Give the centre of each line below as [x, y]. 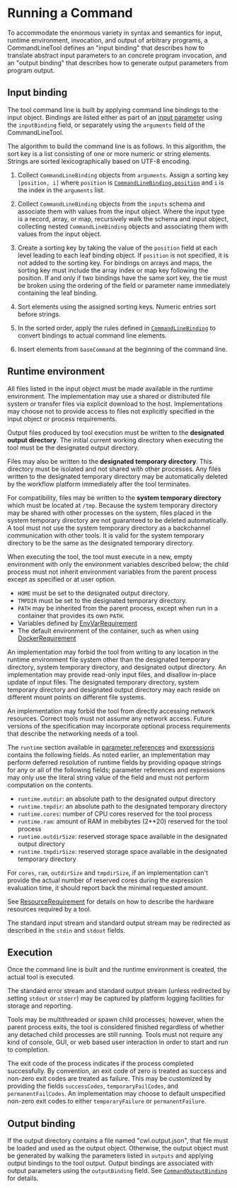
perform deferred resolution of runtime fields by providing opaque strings [114, 762]
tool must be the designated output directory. [73, 448]
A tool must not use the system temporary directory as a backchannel [109, 528]
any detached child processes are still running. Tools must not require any [115, 1035]
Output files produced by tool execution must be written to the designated [116, 432]
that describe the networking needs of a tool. [73, 733]
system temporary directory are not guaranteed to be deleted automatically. [118, 520]
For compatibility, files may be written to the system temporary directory [114, 497]
